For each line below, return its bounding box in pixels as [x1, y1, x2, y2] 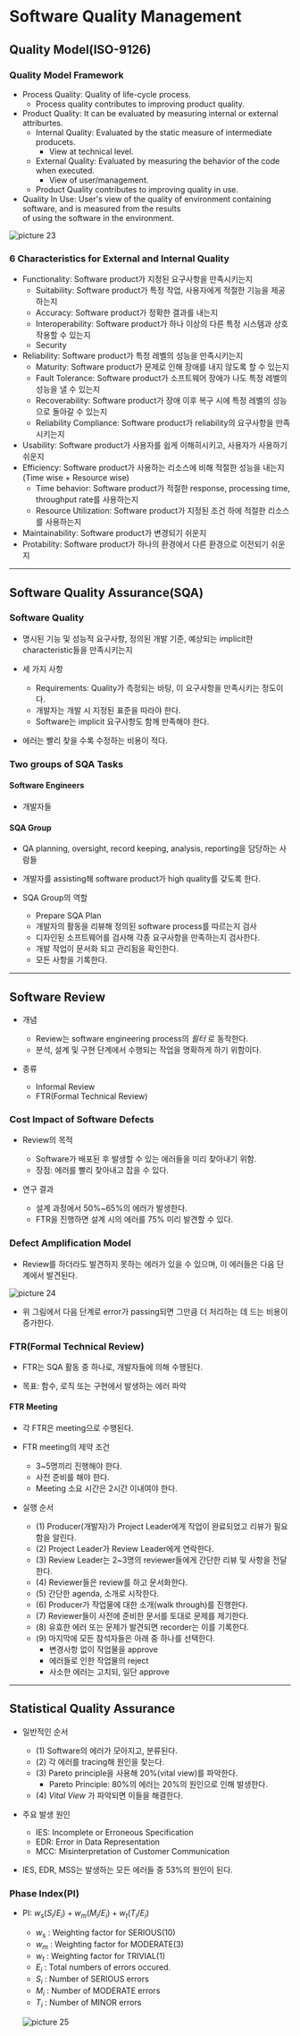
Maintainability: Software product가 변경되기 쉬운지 [21, 528, 207, 539]
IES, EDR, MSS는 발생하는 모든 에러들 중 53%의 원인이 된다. [21, 1864, 234, 1875]
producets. [35, 136, 76, 147]
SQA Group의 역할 [21, 892, 87, 903]
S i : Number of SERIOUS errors [35, 1973, 149, 1986]
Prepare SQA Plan [35, 910, 102, 921]
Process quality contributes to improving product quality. [35, 98, 246, 109]
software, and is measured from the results [21, 203, 181, 214]
